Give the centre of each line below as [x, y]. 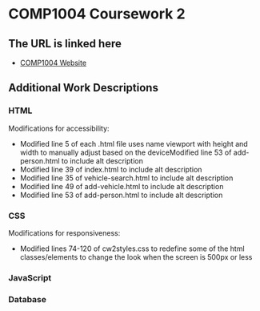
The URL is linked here [65, 44]
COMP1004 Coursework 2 [97, 14]
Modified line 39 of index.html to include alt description [111, 169]
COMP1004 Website [53, 63]
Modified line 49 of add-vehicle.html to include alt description [122, 186]
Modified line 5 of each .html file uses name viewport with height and [134, 143]
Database [27, 299]
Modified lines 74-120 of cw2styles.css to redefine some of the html [132, 248]
